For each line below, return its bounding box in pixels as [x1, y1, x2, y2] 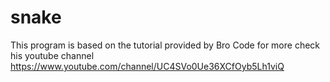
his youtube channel [10, 49, 95, 61]
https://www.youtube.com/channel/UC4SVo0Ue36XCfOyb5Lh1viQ [10, 60, 285, 72]
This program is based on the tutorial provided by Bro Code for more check [10, 39, 321, 51]
